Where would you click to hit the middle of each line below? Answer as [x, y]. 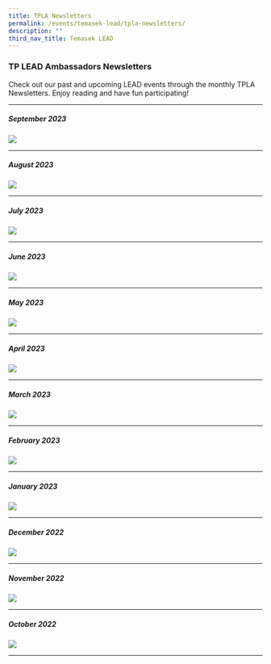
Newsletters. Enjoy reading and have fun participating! [99, 93]
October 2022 [32, 624]
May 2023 [26, 303]
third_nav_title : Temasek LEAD [61, 38]
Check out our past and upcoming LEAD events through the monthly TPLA [132, 84]
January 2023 [33, 486]
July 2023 [26, 211]
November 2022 [36, 578]
